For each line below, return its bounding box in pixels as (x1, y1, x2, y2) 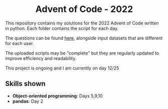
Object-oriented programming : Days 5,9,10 (12, 92, 103, 98)
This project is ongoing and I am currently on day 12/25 (5, 65, 119, 71)
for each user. (5, 40, 34, 46)
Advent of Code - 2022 (35, 3, 133, 15)
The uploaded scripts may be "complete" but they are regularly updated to (5, 50, 159, 56)
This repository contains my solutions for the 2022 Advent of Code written (5, 20, 159, 26)
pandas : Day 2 (12, 98, 44, 104)
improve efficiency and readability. (5, 55, 77, 61)
